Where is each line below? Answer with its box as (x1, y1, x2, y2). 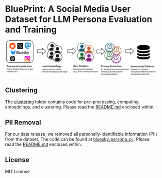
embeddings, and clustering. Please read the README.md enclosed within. (5, 104, 155, 110)
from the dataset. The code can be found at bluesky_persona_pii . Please (5, 136, 150, 142)
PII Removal (5, 118, 41, 126)
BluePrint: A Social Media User (5, 3, 131, 15)
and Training (5, 24, 57, 35)
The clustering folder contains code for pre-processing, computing (5, 99, 139, 105)
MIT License (5, 168, 30, 174)
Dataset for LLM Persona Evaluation (5, 14, 153, 25)
